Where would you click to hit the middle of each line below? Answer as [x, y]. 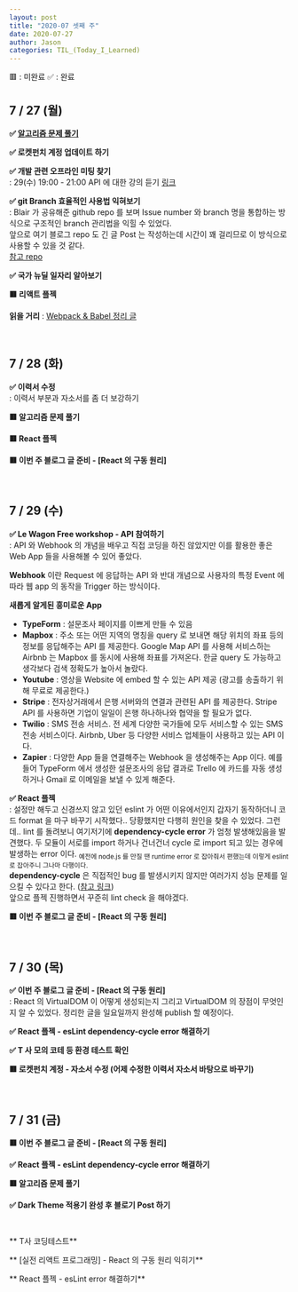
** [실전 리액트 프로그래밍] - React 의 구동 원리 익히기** [106, 1260]
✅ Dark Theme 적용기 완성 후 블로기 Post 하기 [90, 1205]
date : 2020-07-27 [41, 34]
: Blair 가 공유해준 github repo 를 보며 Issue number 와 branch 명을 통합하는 [143, 212]
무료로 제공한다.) [60, 690]
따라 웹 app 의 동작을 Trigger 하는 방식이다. [85, 586]
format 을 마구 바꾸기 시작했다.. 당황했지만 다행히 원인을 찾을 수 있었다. [141, 820]
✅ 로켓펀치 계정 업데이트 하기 [59, 152]
